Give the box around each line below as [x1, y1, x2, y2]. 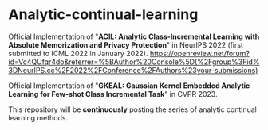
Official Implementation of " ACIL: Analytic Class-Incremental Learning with [8, 32, 260, 41]
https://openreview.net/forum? [149, 48, 250, 58]
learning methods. [8, 113, 69, 122]
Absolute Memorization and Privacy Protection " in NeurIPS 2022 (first [8, 40, 243, 49]
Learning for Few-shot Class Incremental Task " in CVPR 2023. [8, 89, 218, 98]
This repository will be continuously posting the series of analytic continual [8, 105, 258, 114]
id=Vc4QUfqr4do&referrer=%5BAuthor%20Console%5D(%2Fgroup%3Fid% [8, 57, 260, 67]
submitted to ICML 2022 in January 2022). [8, 48, 148, 58]
